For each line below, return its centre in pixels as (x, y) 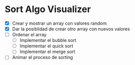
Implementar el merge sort (47, 52)
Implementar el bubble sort (48, 40)
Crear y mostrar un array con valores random (59, 23)
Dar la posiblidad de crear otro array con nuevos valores (71, 29)
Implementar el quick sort (46, 46)
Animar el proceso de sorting (42, 57)
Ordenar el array (29, 35)
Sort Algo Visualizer (48, 9)
